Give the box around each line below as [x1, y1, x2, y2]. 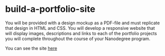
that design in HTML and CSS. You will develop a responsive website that [5, 25, 155, 31]
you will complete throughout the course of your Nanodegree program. [5, 36, 151, 42]
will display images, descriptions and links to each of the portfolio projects [5, 30, 158, 36]
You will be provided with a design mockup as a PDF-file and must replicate [5, 20, 160, 26]
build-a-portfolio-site [5, 3, 95, 15]
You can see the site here [5, 45, 57, 51]
